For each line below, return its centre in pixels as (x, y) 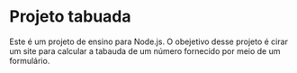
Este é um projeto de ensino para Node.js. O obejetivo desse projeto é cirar (148, 41)
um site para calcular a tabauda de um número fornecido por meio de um (145, 50)
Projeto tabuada (70, 17)
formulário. (30, 60)
